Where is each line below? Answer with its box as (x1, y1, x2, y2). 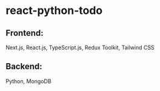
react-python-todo (5, 4, 103, 18)
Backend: (5, 61, 42, 72)
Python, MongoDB (5, 77, 52, 85)
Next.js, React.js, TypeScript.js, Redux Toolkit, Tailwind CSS (5, 44, 155, 51)
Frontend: (5, 28, 44, 38)
